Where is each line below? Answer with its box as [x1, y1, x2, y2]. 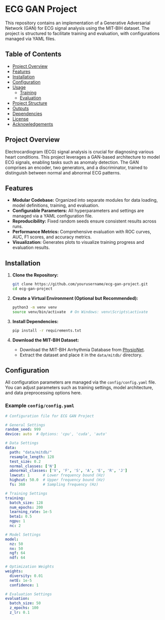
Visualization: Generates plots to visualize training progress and [12, 239, 145, 245]
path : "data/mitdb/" [9, 450, 52, 454]
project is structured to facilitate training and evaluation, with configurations [5, 30, 160, 36]
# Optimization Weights [5, 564, 55, 569]
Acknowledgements [12, 121, 54, 127]
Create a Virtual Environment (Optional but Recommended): [12, 295, 138, 301]
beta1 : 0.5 [9, 514, 32, 519]
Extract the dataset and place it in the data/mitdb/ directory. [19, 352, 143, 358]
